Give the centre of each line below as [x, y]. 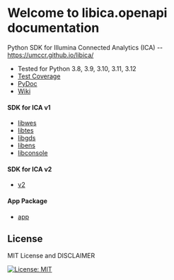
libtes [25, 130]
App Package [28, 201]
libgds [27, 138]
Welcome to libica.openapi [87, 13]
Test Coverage [39, 76]
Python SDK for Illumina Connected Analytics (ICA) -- [85, 47]
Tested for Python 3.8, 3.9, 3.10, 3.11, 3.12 [77, 68]
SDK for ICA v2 [30, 169]
